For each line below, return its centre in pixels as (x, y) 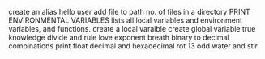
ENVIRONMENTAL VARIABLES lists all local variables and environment (126, 20)
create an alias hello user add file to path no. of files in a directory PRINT (129, 12)
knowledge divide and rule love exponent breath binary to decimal (119, 37)
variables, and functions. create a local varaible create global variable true (132, 29)
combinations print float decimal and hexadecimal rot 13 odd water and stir (133, 46)
